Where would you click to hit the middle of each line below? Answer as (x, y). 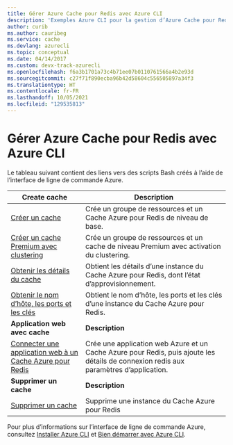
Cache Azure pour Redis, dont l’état (143, 275)
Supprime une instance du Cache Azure (150, 400)
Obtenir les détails (40, 270)
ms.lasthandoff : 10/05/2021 (48, 98)
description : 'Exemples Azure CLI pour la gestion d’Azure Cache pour (111, 20)
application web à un (44, 352)
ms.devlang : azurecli (38, 46)
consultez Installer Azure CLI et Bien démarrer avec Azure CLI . (96, 434)
